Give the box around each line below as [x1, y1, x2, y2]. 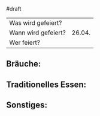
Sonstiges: [6, 100, 48, 111]
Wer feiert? [9, 39, 41, 47]
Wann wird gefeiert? [9, 28, 66, 37]
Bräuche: [6, 59, 41, 69]
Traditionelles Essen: [6, 79, 87, 89]
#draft [6, 5, 22, 12]
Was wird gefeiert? [9, 19, 62, 27]
